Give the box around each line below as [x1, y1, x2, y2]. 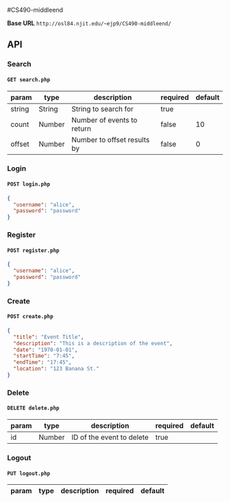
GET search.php [7, 76, 51, 83]
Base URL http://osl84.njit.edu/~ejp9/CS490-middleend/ [7, 19, 172, 27]
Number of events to [71, 115, 138, 125]
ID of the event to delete [71, 433, 149, 442]
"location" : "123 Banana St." [13, 366, 99, 373]
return [71, 123, 91, 133]
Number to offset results [71, 135, 150, 145]
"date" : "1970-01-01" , [13, 346, 78, 353]
